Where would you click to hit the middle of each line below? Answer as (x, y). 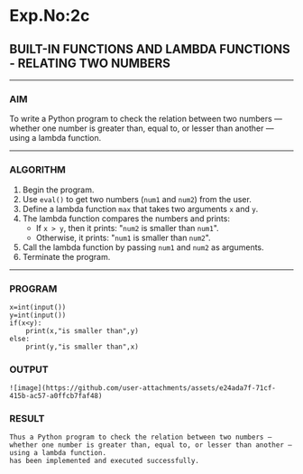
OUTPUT (29, 369)
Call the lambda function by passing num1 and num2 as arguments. (143, 247)
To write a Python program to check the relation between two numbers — (146, 119)
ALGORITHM (37, 170)
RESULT (27, 419)
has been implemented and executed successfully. (105, 461)
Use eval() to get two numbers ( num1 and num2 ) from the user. (137, 199)
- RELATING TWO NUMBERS (90, 63)
